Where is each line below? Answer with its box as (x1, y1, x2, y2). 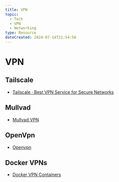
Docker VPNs (5, 158, 48, 167)
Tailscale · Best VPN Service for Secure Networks (12, 89, 114, 95)
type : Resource (5, 30, 37, 35)
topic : (5, 12, 19, 17)
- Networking (9, 26, 37, 31)
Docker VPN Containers (12, 172, 61, 178)
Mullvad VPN (12, 117, 39, 122)
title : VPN (5, 7, 28, 12)
